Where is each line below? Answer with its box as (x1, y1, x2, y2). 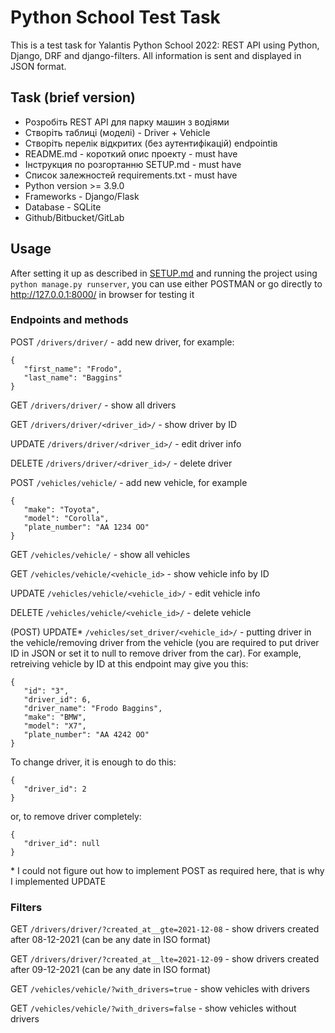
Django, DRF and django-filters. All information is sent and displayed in (10, 49, 302, 61)
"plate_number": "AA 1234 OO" (23, 522, 150, 532)
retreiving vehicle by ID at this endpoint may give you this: (10, 657, 249, 670)
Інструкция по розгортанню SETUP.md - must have (24, 158, 242, 170)
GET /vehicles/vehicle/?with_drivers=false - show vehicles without (10, 1002, 297, 1015)
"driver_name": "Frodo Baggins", (23, 703, 163, 713)
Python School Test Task (10, 6, 221, 29)
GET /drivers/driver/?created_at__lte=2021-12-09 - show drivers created (10, 953, 320, 965)
